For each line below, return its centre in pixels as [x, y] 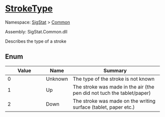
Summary [115, 70]
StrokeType [29, 9]
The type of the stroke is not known [114, 79]
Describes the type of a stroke [36, 41]
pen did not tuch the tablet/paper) [112, 93]
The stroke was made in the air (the [114, 87]
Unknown [57, 79]
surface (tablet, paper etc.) [104, 107]
